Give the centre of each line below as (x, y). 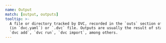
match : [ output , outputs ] (32, 14)
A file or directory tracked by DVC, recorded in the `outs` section (83, 23)
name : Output (19, 10)
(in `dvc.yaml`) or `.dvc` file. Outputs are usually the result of (82, 28)
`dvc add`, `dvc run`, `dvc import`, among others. (64, 33)
